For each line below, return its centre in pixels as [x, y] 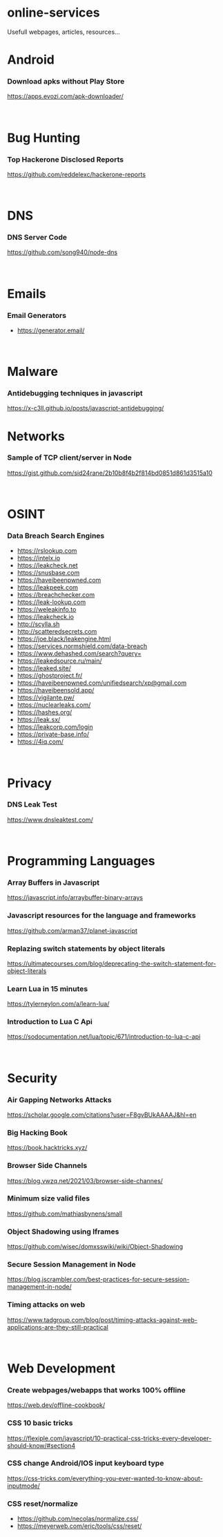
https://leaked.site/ [44, 668]
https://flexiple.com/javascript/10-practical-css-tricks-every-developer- [109, 1438]
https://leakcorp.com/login [55, 727]
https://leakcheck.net [47, 565]
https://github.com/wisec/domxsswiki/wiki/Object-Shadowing [95, 1247]
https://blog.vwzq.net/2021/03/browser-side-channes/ [85, 1180]
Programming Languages [81, 861]
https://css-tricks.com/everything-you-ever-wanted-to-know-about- [105, 1478]
